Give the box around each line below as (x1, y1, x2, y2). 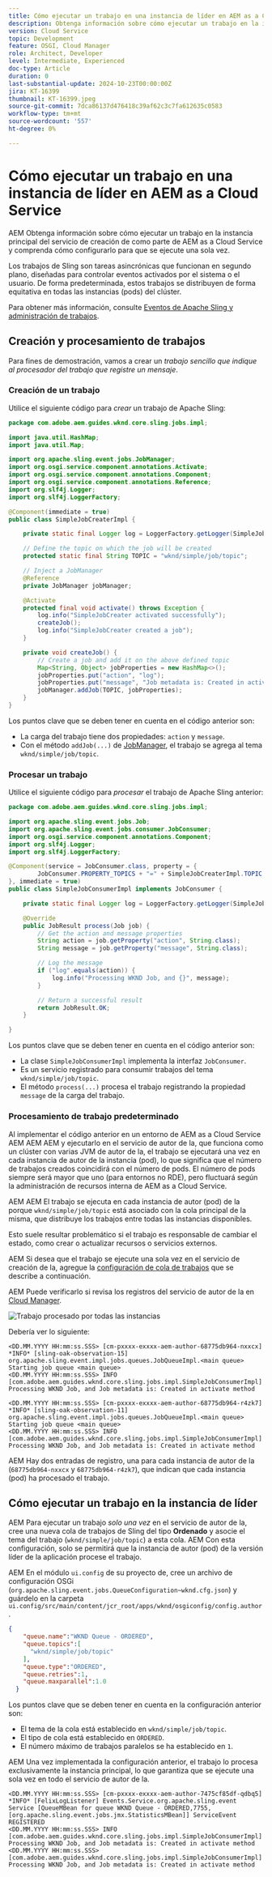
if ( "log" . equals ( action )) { (37, 967, 136, 975)
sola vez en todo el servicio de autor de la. (8, 1774, 150, 1784)
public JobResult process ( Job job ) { (23, 921, 151, 930)
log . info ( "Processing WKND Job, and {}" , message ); (51, 973, 230, 982)
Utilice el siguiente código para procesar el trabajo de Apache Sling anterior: (8, 787, 264, 798)
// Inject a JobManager (23, 567, 104, 575)
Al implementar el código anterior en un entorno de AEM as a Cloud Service (8, 1129, 261, 1139)
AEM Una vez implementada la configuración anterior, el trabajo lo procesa (8, 1757, 259, 1767)
